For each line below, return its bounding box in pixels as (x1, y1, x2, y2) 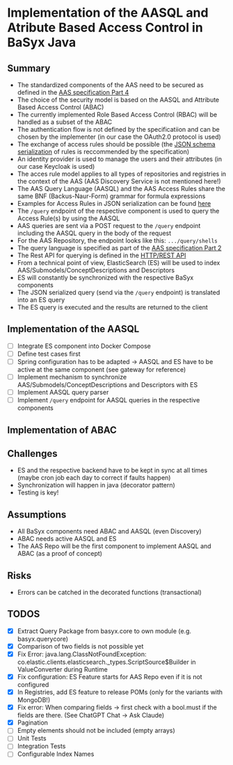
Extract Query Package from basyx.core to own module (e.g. (17, 626, 192, 635)
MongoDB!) (17, 696, 51, 704)
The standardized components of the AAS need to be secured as (17, 81, 204, 89)
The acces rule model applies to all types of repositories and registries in (17, 169, 227, 178)
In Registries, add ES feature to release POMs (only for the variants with (17, 688, 223, 697)
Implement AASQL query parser (17, 388, 109, 397)
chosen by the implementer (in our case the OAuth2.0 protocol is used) (17, 132, 221, 141)
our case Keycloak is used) (17, 162, 95, 170)
